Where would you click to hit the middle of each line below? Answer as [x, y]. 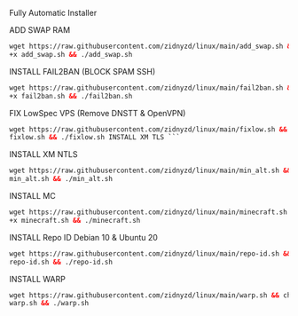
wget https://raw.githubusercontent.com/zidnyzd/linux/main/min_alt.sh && [150, 171]
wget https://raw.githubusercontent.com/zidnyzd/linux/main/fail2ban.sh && [152, 88]
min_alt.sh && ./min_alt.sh [61, 179]
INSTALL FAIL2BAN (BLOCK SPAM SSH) [82, 71]
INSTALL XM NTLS [43, 154]
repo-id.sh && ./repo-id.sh [61, 262]
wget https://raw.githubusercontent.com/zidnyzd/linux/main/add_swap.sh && [152, 46]
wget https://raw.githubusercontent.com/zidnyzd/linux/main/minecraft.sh [149, 212]
